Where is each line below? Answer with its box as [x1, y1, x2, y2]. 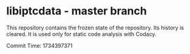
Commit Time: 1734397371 [6, 42, 73, 49]
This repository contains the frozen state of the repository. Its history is [6, 24, 184, 31]
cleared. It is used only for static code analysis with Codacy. [6, 30, 157, 37]
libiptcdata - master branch [6, 4, 147, 18]
